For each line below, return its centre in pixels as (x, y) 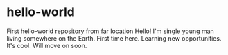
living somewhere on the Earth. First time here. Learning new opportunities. (114, 38)
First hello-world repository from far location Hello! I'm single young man (110, 31)
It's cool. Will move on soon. (47, 45)
